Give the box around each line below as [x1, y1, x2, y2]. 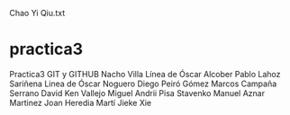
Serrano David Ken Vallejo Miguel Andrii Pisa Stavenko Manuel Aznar [9, 87, 266, 98]
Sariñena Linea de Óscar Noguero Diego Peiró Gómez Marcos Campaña [9, 78, 277, 89]
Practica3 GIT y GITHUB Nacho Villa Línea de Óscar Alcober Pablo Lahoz [9, 68, 281, 79]
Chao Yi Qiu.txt [9, 8, 66, 18]
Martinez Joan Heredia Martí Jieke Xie [9, 97, 152, 108]
